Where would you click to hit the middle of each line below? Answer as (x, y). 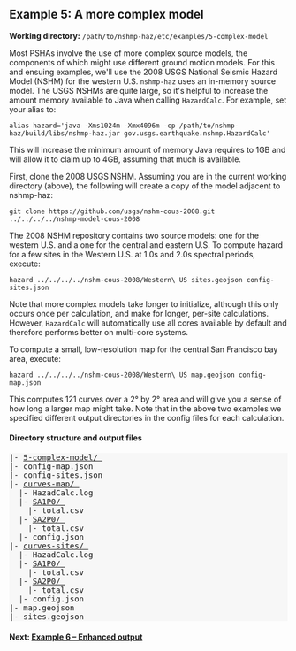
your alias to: (33, 109)
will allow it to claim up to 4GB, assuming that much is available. (125, 159)
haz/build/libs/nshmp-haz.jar (65, 133)
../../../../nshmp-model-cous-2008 (75, 219)
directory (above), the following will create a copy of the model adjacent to (145, 186)
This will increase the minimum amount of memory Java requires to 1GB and (148, 149)
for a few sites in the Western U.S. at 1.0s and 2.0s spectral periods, (133, 254)
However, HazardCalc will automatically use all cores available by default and (148, 323)
